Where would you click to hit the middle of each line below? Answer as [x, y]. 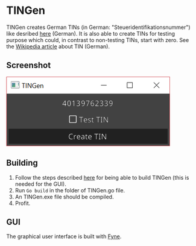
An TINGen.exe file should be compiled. [64, 197]
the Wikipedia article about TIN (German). [58, 46]
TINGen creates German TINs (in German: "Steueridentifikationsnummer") [99, 27]
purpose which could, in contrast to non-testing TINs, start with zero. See [98, 40]
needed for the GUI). [40, 184]
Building [22, 163]
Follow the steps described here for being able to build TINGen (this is [102, 177]
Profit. [23, 203]
